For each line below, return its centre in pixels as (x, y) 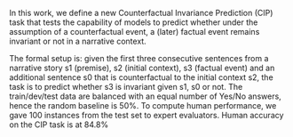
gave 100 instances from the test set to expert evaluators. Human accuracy (146, 115)
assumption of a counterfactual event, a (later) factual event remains (135, 32)
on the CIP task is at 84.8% (59, 125)
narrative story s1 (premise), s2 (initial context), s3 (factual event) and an (142, 68)
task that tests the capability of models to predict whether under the (134, 22)
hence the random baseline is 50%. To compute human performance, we (143, 105)
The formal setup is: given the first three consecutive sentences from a (139, 58)
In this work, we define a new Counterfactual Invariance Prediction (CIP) (141, 13)
